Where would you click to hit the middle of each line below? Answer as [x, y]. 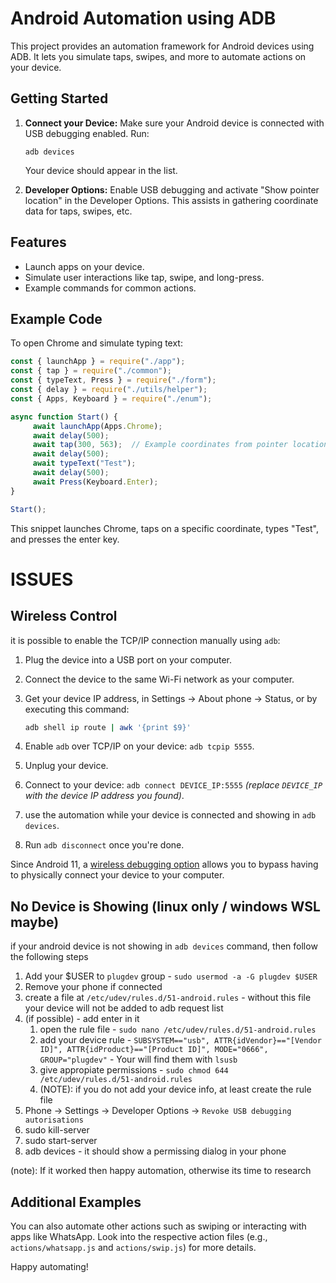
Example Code [56, 318]
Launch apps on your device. [84, 266]
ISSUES [42, 579]
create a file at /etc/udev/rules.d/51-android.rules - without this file [168, 998]
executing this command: [77, 709]
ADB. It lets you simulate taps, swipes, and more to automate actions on [158, 56]
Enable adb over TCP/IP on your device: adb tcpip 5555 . [139, 746]
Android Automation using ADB [143, 18]
